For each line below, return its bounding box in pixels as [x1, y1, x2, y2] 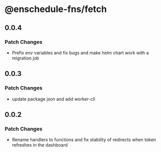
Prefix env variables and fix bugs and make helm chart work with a [11, 49, 149, 55]
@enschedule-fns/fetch [4, 3, 107, 15]
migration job [11, 55, 39, 61]
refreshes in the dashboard [11, 142, 68, 148]
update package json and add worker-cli [11, 96, 95, 102]
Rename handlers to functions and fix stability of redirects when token [11, 136, 157, 143]
